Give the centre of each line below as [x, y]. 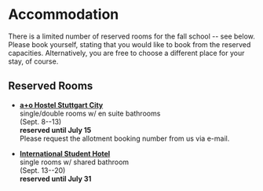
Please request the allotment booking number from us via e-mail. [124, 138]
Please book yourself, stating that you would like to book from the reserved [130, 44]
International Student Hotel [65, 153]
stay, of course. [33, 61]
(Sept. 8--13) [40, 121]
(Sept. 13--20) [42, 170]
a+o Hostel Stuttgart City [61, 105]
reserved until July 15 [55, 130]
